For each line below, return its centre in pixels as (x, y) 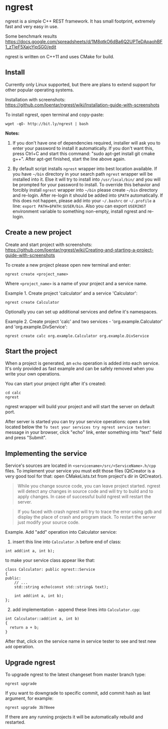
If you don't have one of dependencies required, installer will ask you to (86, 143)
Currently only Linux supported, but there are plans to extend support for (81, 84)
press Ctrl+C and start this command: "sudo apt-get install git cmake (84, 153)
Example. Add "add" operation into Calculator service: (61, 532)
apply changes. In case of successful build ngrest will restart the (84, 497)
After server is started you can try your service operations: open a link (78, 422)
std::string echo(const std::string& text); (61, 587)
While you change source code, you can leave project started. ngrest (89, 486)
